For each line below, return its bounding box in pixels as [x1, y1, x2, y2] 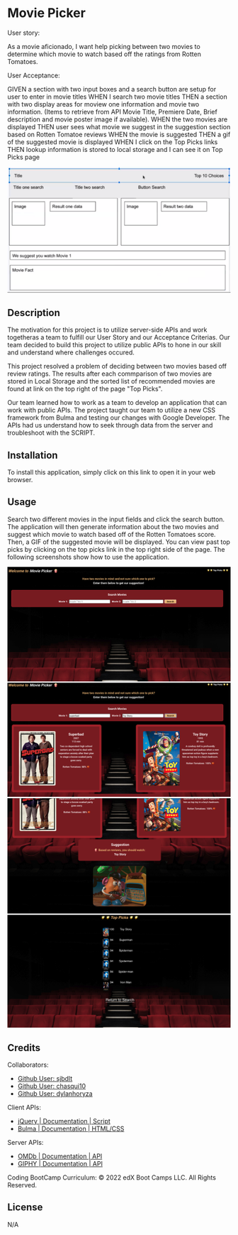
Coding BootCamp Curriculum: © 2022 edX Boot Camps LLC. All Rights [7, 1173, 216, 1182]
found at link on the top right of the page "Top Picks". [7, 385, 163, 393]
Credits [7, 1042, 41, 1054]
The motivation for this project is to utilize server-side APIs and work [7, 325, 208, 334]
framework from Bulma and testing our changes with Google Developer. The [7, 413, 230, 422]
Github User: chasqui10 [17, 1082, 86, 1091]
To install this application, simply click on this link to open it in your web [7, 468, 216, 477]
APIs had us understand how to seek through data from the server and [7, 421, 213, 430]
